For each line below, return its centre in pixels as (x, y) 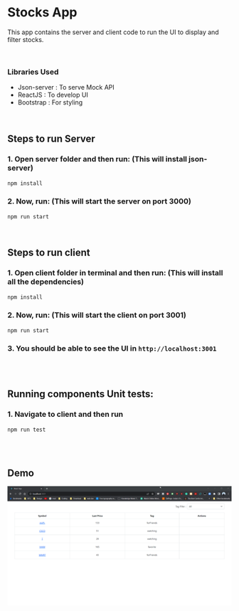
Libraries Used (33, 72)
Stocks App (42, 12)
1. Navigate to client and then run (65, 414)
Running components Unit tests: (81, 394)
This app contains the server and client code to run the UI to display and (113, 32)
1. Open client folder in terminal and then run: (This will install (115, 272)
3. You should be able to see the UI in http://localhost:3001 (112, 349)
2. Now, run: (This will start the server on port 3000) (100, 201)
